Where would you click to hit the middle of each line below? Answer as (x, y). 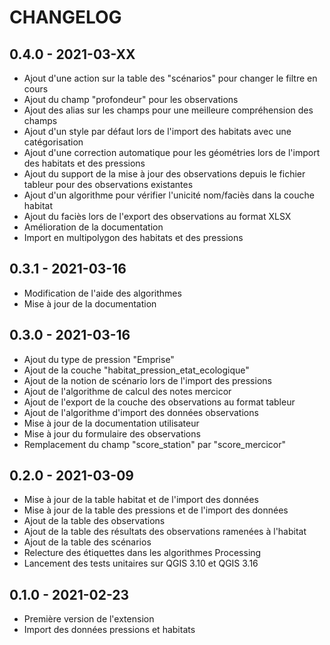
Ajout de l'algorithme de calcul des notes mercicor (127, 391)
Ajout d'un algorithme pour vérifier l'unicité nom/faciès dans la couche (169, 195)
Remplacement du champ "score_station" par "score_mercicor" (154, 444)
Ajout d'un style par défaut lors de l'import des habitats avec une (157, 131)
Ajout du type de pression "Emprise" (99, 359)
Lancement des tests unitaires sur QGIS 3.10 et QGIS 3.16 (141, 563)
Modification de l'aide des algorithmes (102, 293)
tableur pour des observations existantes (108, 184)
